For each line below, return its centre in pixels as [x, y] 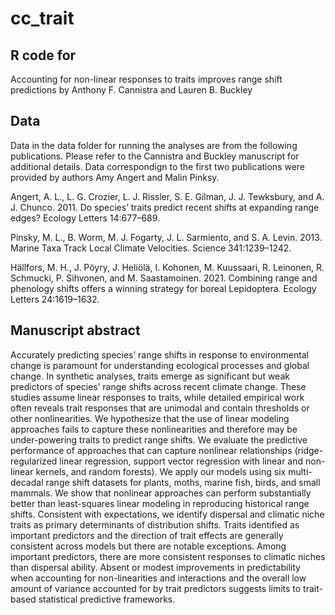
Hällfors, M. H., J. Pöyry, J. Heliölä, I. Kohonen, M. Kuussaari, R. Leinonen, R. [167, 267]
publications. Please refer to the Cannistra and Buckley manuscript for [155, 156]
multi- [300, 471]
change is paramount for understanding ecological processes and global [160, 365]
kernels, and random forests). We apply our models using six [161, 471]
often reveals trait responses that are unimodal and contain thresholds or [160, 408]
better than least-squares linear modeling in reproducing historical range [160, 503]
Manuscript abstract [75, 330]
